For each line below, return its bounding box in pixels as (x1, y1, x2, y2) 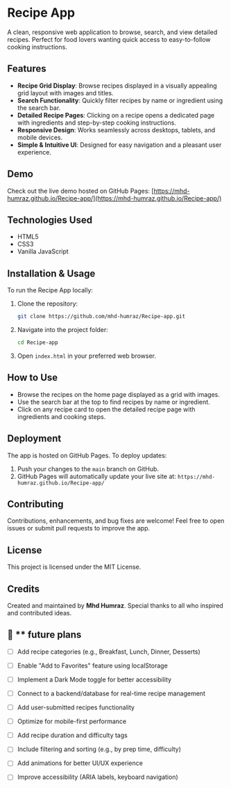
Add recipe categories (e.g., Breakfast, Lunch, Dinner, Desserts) (17, 647, 201, 656)
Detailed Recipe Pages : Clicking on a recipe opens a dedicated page (17, 111, 215, 119)
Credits (7, 583, 40, 594)
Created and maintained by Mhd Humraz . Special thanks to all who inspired (7, 601, 223, 610)
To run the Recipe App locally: (7, 286, 94, 294)
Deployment (7, 433, 62, 445)
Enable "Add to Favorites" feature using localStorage (17, 661, 168, 670)
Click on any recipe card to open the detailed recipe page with (17, 405, 196, 413)
